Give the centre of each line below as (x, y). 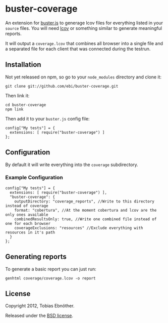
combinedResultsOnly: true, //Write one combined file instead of (86, 219)
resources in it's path (30, 232)
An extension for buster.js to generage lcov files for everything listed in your (84, 23)
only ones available (27, 215)
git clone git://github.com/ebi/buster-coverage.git (62, 86)
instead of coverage (27, 206)
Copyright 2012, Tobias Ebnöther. (40, 306)
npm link (14, 109)
